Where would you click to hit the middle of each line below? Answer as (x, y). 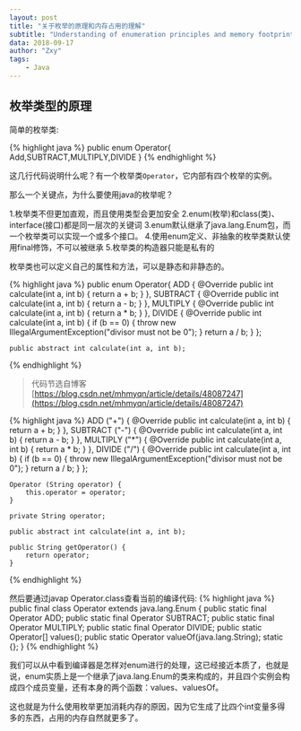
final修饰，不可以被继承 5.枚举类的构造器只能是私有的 (116, 247)
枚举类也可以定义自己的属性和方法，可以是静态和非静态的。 (119, 266)
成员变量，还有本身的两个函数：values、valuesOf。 (128, 687)
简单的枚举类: (34, 129)
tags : (19, 59)
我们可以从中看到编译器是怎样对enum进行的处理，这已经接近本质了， (138, 665)
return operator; (58, 555)
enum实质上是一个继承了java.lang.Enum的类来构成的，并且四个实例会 (154, 676)
